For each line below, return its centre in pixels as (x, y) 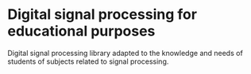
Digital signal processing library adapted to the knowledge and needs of (125, 53)
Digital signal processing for (102, 15)
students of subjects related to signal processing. (88, 61)
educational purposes (81, 31)
